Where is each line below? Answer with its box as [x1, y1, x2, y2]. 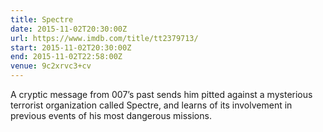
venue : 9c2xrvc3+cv [10, 61, 92, 71]
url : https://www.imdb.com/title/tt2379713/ [10, 33, 199, 43]
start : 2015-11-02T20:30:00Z [10, 42, 132, 53]
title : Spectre [10, 14, 74, 25]
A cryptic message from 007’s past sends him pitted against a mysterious [10, 89, 313, 100]
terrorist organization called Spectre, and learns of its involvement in [10, 99, 293, 111]
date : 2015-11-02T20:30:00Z [10, 24, 128, 34]
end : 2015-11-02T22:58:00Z [10, 52, 123, 62]
